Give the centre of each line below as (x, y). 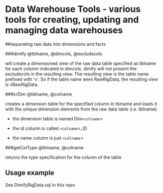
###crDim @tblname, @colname (39, 94)
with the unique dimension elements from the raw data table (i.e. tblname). (82, 109)
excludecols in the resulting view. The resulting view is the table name (77, 74)
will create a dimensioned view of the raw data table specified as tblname (81, 63)
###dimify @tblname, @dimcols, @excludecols (54, 54)
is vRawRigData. (22, 84)
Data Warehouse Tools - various (73, 9)
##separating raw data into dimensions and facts (56, 44)
